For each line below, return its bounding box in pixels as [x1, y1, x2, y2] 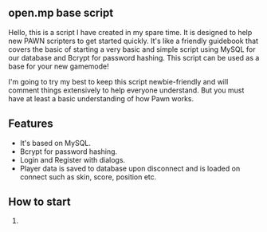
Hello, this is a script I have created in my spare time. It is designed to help [8, 27, 253, 37]
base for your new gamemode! [8, 61, 109, 71]
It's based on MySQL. [19, 138, 92, 147]
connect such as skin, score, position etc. [19, 171, 157, 182]
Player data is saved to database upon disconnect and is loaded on [19, 163, 241, 173]
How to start [8, 195, 71, 209]
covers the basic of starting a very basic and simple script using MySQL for [8, 44, 256, 54]
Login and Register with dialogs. [19, 155, 126, 164]
